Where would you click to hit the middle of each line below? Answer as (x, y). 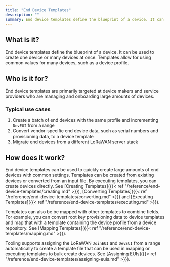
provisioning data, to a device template (53, 137)
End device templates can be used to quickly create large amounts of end (82, 170)
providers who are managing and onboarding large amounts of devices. (80, 96)
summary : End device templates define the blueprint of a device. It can (85, 19)
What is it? (22, 40)
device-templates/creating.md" (38, 191)
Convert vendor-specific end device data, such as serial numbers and (85, 131)
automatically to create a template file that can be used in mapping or (78, 249)
